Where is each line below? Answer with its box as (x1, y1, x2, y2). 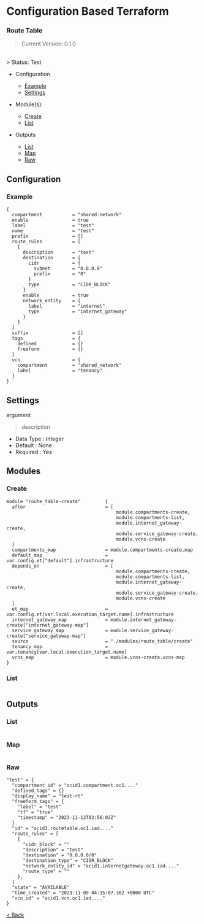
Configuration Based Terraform (6, 4, 170, 18)
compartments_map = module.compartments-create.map (12, 547, 193, 553)
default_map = (12, 552, 108, 558)
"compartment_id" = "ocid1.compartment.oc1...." (12, 782, 138, 789)
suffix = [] (12, 330, 84, 336)
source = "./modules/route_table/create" (12, 638, 193, 644)
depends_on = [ (12, 563, 114, 569)
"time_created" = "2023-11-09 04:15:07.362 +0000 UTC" (12, 890, 155, 896)
